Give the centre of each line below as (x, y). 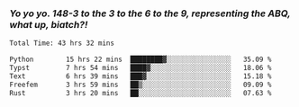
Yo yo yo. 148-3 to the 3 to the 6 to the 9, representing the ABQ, (150, 13)
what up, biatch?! (49, 24)
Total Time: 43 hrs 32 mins (62, 43)
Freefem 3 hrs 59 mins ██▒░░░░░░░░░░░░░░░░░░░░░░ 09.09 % (140, 85)
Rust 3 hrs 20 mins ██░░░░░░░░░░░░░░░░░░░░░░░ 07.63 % (140, 93)
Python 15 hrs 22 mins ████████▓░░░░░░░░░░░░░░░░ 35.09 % (140, 60)
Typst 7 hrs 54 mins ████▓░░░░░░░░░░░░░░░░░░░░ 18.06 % (140, 68)
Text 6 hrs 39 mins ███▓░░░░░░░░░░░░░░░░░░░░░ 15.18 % (140, 76)
